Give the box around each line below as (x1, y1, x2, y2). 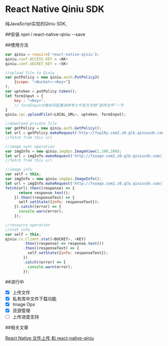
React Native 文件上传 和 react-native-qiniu (5, 335, 94, 341)
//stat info (5, 227, 30, 232)
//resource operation (5, 222, 50, 227)
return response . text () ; (18, 190, 70, 195)
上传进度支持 (12, 313, 39, 319)
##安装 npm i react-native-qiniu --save (5, 31, 85, 37)
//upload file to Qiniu (5, 70, 55, 75)
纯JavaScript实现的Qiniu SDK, (5, 20, 67, 26)
